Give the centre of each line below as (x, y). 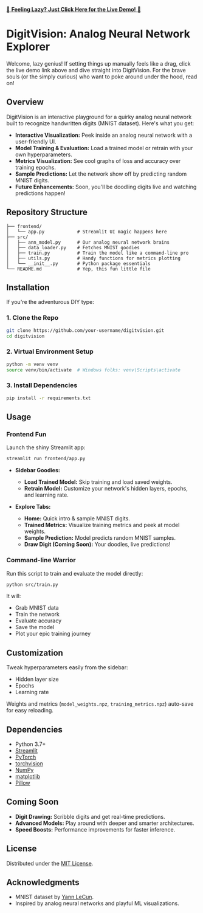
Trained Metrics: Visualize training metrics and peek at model (102, 525)
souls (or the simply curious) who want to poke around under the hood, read (102, 77)
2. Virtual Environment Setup (50, 351)
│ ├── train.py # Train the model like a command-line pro (98, 253)
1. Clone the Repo (33, 318)
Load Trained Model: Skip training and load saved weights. (98, 482)
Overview (25, 102)
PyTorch (26, 757)
